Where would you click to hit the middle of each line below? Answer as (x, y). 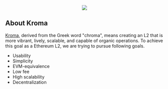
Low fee (21, 71)
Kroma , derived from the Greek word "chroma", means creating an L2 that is (84, 35)
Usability (22, 55)
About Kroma (26, 23)
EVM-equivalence (31, 66)
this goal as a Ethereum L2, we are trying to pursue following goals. (75, 46)
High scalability (28, 76)
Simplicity (23, 61)
